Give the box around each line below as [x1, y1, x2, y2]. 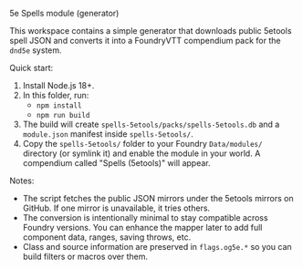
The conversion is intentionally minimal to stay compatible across [22, 212, 268, 222]
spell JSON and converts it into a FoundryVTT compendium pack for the [9, 36, 281, 46]
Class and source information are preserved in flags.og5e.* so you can [22, 242, 292, 252]
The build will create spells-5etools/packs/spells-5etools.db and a [22, 119, 280, 129]
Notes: [9, 175, 35, 186]
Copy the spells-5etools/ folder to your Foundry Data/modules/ [22, 139, 263, 149]
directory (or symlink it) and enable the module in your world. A [22, 148, 261, 159]
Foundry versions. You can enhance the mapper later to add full [22, 222, 263, 233]
